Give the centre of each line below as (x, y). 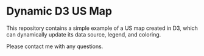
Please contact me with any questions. (55, 46)
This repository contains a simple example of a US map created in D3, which (102, 28)
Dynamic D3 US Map (59, 11)
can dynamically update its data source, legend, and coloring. (84, 34)
